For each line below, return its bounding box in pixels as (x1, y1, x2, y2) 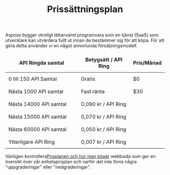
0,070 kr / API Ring (80, 113, 126, 121)
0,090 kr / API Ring (80, 101, 126, 108)
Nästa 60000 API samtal (8, 126, 67, 133)
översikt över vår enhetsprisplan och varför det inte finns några (5, 159, 137, 165)
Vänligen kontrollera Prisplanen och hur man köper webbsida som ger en (5, 153, 156, 159)
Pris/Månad (133, 60, 162, 67)
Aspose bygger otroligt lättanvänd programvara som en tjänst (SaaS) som (5, 32, 158, 38)
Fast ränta (80, 88, 105, 95)
